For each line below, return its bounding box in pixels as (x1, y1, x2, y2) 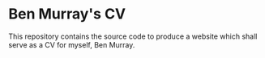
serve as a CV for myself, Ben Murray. (8, 39, 135, 49)
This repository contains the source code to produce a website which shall (8, 31, 258, 41)
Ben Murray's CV (8, 5, 126, 23)
